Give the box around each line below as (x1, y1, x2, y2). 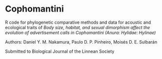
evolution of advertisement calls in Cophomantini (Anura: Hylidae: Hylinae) (5, 29, 156, 35)
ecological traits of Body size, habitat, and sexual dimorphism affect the (5, 24, 150, 30)
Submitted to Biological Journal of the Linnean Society (5, 48, 115, 54)
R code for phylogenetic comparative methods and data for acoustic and (5, 19, 151, 25)
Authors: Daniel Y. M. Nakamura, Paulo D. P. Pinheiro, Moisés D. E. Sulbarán (5, 39, 158, 44)
